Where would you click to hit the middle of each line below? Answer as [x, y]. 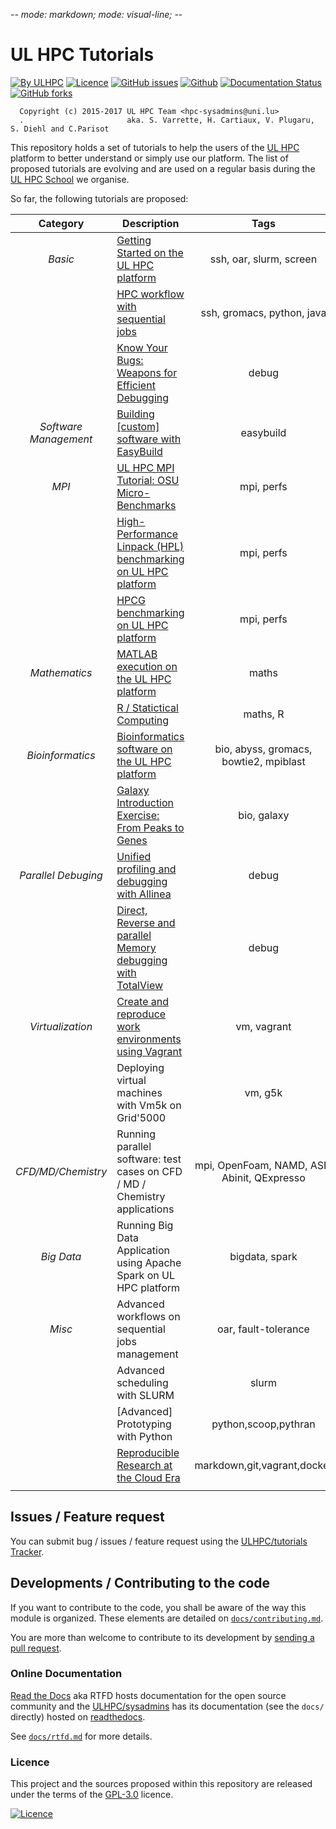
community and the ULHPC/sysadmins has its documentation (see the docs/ [167, 1706]
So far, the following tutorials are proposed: [99, 198]
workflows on [148, 1316]
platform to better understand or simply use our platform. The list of [149, 158]
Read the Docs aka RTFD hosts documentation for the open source [148, 1695]
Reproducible [148, 1452]
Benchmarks [146, 505]
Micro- [133, 492]
